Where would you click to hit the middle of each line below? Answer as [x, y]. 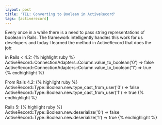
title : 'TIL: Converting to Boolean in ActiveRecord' [61, 14]
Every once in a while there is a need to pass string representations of [75, 33]
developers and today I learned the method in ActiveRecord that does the [78, 43]
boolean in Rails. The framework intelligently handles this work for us [74, 37]
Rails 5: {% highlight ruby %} [34, 107]
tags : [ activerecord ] [27, 18]
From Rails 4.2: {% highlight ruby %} [41, 82]
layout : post [18, 9]
